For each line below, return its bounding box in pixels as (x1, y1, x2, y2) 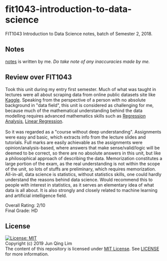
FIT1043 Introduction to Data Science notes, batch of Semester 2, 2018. (5, 30, 152, 36)
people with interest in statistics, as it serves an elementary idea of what (5, 181, 154, 188)
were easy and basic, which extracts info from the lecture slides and (5, 134, 146, 140)
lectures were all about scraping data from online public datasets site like (5, 91, 156, 97)
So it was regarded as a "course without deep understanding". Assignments (5, 128, 161, 134)
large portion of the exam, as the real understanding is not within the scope (5, 160, 160, 166)
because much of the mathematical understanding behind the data (5, 107, 142, 113)
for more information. (5, 251, 49, 257)
